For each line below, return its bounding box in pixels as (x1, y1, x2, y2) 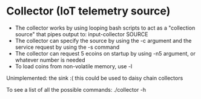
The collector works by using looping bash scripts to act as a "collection (15, 24, 196, 31)
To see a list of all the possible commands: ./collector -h (6, 86, 147, 93)
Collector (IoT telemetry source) (6, 4, 171, 18)
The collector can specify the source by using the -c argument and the (15, 37, 192, 44)
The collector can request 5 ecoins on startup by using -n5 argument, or (15, 49, 196, 57)
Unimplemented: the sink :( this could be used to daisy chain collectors (6, 74, 183, 81)
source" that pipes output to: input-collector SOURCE (15, 30, 148, 37)
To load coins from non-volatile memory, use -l (15, 62, 133, 70)
